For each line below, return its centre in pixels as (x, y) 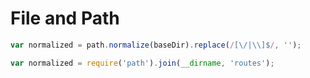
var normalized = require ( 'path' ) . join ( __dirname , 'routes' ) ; (142, 63)
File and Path (65, 18)
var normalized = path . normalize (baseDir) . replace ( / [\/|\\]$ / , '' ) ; (156, 45)
